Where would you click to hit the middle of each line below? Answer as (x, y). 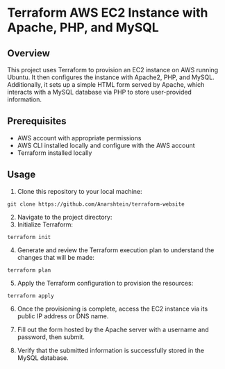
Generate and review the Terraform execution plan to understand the (116, 250)
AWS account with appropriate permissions (79, 138)
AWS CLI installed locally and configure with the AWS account (106, 145)
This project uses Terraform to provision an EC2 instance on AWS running (113, 70)
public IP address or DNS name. (63, 316)
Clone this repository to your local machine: (80, 191)
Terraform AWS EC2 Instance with (108, 13)
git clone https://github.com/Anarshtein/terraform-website (96, 204)
